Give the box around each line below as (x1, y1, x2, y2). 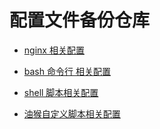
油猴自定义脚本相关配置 (23, 107, 121, 120)
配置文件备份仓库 (9, 9, 151, 32)
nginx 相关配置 (23, 44, 85, 56)
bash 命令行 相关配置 (23, 65, 111, 77)
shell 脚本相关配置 (23, 86, 99, 98)
